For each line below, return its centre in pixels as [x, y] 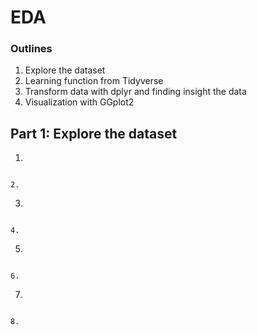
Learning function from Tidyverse [94, 81]
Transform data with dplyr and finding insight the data [135, 92]
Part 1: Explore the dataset [94, 133]
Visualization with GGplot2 [79, 102]
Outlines [31, 49]
